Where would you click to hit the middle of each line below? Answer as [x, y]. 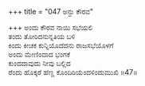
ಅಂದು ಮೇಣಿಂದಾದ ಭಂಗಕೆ [39, 54]
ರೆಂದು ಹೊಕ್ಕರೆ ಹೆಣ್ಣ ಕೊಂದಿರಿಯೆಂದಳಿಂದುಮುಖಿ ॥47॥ [73, 72]
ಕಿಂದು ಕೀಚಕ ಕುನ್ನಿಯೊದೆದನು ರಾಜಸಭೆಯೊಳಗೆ [61, 45]
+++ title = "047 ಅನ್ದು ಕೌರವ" [51, 12]
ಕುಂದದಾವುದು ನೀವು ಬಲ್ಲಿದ [40, 63]
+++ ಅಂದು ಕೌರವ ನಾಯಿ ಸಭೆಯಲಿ [51, 27]
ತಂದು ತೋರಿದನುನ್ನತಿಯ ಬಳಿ [42, 36]
